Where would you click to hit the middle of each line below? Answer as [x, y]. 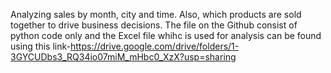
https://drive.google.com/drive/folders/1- [154, 46]
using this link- [40, 46]
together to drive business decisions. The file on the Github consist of [154, 25]
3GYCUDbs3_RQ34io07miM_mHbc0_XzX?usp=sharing [123, 57]
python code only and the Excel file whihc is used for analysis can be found [166, 35]
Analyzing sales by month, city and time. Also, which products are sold [156, 14]
